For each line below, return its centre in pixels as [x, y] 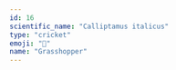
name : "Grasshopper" [49, 52]
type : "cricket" [40, 35]
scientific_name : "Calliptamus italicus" [89, 26]
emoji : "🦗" [30, 43]
